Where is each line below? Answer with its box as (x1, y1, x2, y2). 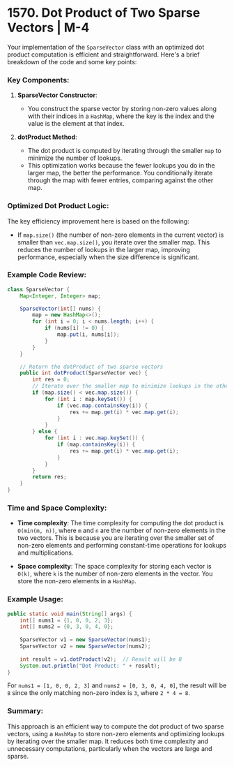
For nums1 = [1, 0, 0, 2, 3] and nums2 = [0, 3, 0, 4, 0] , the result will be (7, 681, 227, 689)
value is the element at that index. (27, 119, 125, 128)
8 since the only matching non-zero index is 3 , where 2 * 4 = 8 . (7, 689, 190, 697)
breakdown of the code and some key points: (7, 57, 137, 66)
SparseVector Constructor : (17, 91, 97, 99)
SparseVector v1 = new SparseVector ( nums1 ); (19, 636, 151, 643)
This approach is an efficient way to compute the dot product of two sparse (7, 722, 224, 731)
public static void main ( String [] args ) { (7, 610, 132, 618)
